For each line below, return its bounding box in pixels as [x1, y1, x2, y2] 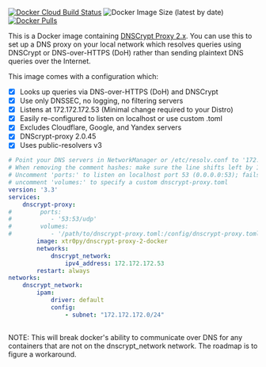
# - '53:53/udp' [8, 215, 97, 223]
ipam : [36, 289, 55, 297]
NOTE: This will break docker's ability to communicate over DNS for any [8, 332, 243, 342]
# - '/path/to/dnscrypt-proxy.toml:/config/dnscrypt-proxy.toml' [8, 230, 264, 238]
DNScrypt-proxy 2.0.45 [19, 131, 97, 142]
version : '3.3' [8, 186, 59, 194]
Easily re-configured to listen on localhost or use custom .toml [19, 114, 223, 123]
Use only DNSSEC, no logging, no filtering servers [19, 96, 184, 106]
